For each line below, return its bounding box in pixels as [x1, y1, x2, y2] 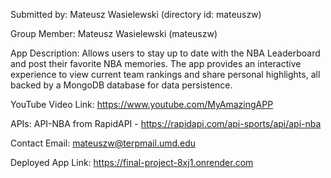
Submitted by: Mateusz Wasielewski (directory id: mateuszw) [10, 9, 262, 20]
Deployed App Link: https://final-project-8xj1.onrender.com [10, 157, 254, 168]
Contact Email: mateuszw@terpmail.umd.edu [10, 137, 197, 149]
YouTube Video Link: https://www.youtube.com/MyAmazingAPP [10, 99, 274, 110]
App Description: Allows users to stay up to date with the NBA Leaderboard [10, 47, 321, 59]
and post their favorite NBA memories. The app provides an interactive [10, 58, 302, 69]
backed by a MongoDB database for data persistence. [10, 79, 233, 91]
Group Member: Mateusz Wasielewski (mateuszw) [10, 28, 218, 39]
